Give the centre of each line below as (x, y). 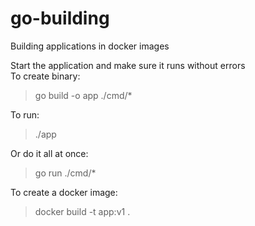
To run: (25, 114)
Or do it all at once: (49, 153)
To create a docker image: (64, 192)
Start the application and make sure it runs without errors (128, 65)
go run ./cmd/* (65, 173)
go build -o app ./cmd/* (83, 95)
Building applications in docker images (90, 46)
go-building (60, 18)
